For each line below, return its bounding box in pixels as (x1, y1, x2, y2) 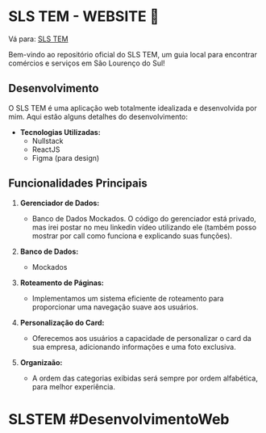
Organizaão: (19, 357, 63, 367)
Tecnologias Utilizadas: (19, 127, 101, 137)
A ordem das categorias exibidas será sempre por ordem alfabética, (31, 373, 258, 383)
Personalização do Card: (19, 317, 105, 327)
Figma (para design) (31, 153, 100, 162)
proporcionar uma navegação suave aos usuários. (31, 302, 199, 312)
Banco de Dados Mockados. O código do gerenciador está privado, (31, 213, 256, 223)
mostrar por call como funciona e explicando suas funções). (31, 230, 232, 241)
